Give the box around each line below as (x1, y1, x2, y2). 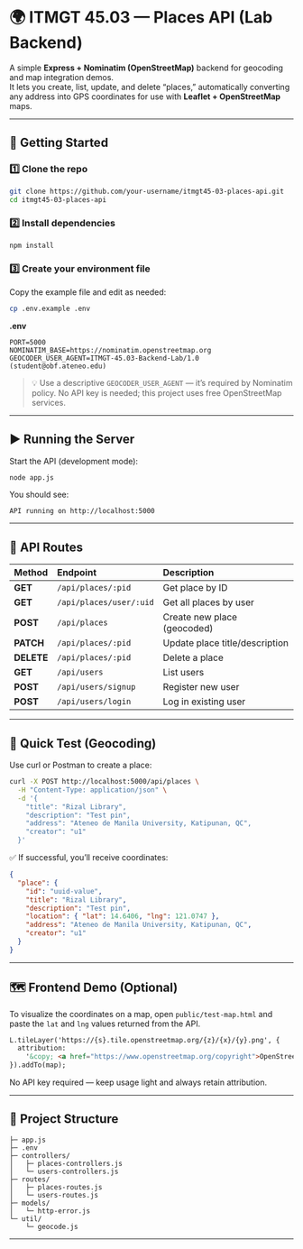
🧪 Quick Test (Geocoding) (9, 736, 157, 751)
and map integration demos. (9, 71, 115, 82)
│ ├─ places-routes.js (9, 1182, 103, 1191)
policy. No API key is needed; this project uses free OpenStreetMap (31, 387, 282, 398)
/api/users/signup (57, 682, 136, 693)
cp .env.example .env (9, 304, 91, 313)
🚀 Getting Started (9, 135, 109, 151)
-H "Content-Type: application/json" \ (17, 785, 168, 794)
